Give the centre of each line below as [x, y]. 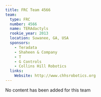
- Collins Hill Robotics [40, 66]
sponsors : [20, 43]
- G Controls [28, 62]
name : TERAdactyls [29, 29]
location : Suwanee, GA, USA [39, 38]
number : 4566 [23, 24]
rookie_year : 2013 [29, 33]
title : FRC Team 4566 [28, 10]
